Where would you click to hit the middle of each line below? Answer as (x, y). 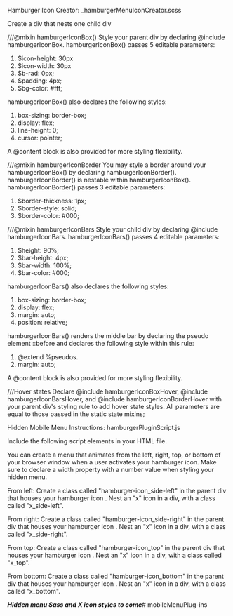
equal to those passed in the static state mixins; (76, 414)
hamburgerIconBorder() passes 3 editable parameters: (86, 187)
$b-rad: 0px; (36, 73)
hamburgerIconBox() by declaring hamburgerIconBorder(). (92, 172)
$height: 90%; (38, 250)
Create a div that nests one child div (59, 24)
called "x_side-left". (36, 505)
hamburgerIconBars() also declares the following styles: (88, 286)
